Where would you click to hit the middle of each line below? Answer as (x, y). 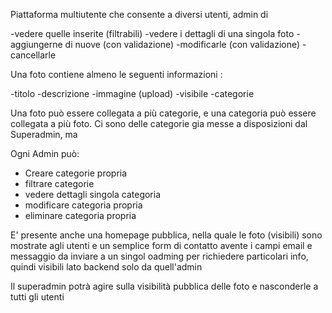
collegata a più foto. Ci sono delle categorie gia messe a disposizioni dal (159, 123)
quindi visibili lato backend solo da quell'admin (106, 267)
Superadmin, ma (44, 134)
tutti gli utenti (37, 297)
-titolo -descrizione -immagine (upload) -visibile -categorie (132, 93)
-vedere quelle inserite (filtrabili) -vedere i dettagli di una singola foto (152, 33)
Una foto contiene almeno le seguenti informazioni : (116, 74)
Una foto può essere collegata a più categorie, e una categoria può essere (163, 113)
